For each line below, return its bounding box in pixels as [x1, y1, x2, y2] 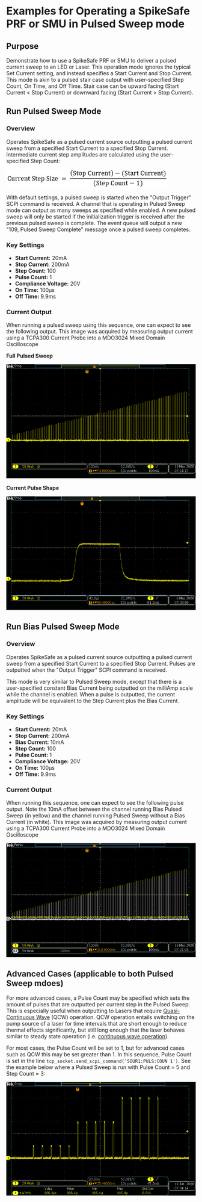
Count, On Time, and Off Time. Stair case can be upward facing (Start [6, 82, 179, 90]
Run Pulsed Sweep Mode [6, 107, 102, 117]
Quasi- [163, 1007, 180, 1014]
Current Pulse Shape [6, 484, 59, 491]
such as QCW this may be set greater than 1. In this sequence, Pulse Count [6, 1050, 192, 1058]
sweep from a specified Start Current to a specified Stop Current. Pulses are [6, 660, 195, 667]
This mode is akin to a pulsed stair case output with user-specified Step [6, 76, 185, 83]
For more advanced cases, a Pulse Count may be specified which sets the [6, 994, 190, 1002]
